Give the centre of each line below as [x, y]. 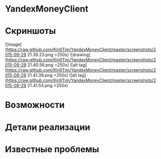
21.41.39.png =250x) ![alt [52, 75]
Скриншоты [30, 31]
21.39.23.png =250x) [48, 55]
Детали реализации [48, 127]
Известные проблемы [52, 149]
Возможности [35, 105]
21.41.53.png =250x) [48, 86]
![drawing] [80, 55]
